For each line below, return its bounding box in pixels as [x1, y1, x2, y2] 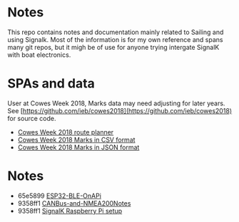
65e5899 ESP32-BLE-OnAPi [17, 191, 102, 200]
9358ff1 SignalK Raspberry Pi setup [17, 206, 123, 215]
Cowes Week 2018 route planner [17, 127, 114, 136]
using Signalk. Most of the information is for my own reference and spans [7, 35, 223, 43]
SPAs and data [7, 75, 95, 92]
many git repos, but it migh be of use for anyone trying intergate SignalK [7, 43, 220, 51]
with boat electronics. [7, 51, 71, 59]
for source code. [7, 114, 56, 122]
